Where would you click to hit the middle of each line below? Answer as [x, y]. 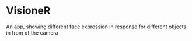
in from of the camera [32, 32]
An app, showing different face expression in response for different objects [96, 27]
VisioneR [28, 11]
